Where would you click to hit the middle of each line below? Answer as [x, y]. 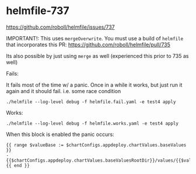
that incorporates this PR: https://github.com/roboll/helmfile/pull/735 [88, 45]
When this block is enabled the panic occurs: [60, 134]
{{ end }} [18, 165]
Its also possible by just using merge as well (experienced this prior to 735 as [97, 56]
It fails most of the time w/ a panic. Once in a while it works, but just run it [94, 85]
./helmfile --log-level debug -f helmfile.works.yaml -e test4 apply [92, 123]
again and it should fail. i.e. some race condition [64, 91]
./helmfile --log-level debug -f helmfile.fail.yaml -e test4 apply [91, 102]
